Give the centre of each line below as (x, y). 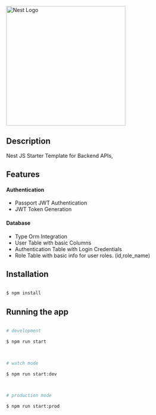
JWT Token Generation (43, 209)
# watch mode (22, 363)
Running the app (37, 312)
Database (18, 223)
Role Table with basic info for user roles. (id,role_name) (82, 255)
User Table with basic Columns (53, 243)
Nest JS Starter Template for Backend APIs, (60, 155)
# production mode (29, 396)
